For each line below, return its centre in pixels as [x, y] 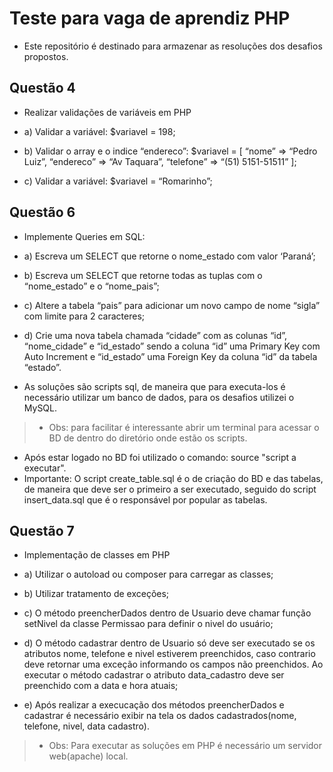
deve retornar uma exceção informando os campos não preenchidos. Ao [173, 664]
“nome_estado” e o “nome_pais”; [91, 286]
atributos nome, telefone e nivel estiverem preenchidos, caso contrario [169, 654]
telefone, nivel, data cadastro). [87, 726]
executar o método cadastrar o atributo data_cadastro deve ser [154, 675]
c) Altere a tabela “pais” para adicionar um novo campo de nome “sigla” [172, 305]
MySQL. [40, 408]
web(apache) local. [88, 756]
